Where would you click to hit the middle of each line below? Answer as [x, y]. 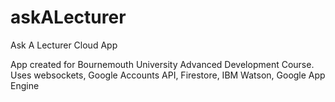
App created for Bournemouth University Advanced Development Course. [162, 64]
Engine [25, 85]
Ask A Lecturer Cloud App [64, 45]
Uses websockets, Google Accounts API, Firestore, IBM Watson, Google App [168, 75]
